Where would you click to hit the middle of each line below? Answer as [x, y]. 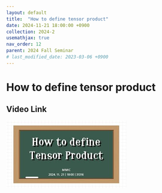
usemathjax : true [28, 38]
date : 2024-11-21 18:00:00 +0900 [48, 25]
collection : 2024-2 [31, 32]
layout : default [26, 13]
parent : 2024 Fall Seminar [40, 51]
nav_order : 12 [24, 44]
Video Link [26, 109]
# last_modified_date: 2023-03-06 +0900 [58, 57]
